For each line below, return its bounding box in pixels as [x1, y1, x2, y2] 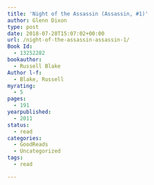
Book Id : [7, 43, 33, 50]
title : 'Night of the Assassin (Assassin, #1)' [7, 10, 149, 18]
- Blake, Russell [13, 75, 64, 83]
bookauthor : [7, 56, 42, 63]
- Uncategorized [13, 148, 61, 155]
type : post [7, 23, 39, 30]
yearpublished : [7, 108, 52, 115]
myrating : [7, 82, 36, 89]
